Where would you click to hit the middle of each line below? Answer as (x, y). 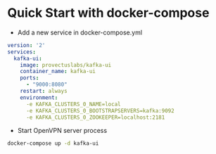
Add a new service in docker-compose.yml (80, 32)
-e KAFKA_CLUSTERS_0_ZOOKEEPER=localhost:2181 (95, 117)
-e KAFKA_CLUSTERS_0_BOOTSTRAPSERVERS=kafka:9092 (100, 110)
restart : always (44, 91)
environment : (39, 97)
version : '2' (26, 45)
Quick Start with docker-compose (108, 13)
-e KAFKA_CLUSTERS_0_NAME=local (73, 104)
